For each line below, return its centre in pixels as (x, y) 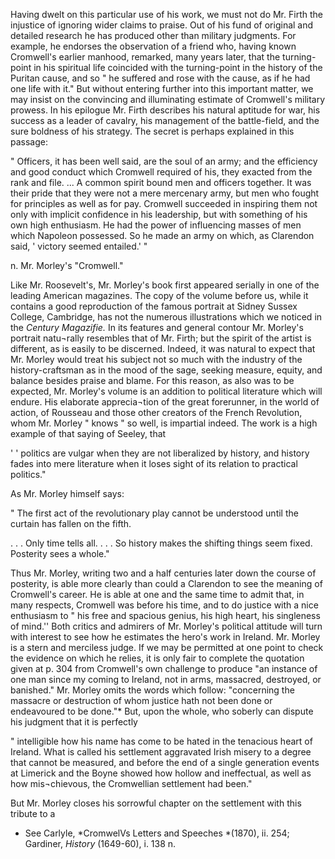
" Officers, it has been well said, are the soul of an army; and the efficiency (164, 161)
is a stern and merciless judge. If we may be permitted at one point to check (167, 647)
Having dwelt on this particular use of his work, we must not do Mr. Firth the (166, 14)
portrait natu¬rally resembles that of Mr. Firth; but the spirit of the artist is (161, 338)
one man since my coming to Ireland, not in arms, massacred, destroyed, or (166, 679)
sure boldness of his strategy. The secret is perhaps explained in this (152, 131)
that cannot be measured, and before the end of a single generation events (165, 762)
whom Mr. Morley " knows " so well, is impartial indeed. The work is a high (164, 423)
